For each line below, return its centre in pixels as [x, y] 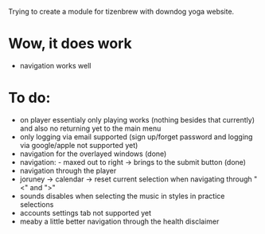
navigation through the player [68, 170]
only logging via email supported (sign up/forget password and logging [136, 136]
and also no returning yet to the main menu [90, 128]
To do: [29, 98]
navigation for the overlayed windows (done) [93, 154]
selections [37, 204]
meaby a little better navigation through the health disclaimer [119, 221]
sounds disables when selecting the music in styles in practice [122, 196]
